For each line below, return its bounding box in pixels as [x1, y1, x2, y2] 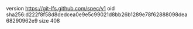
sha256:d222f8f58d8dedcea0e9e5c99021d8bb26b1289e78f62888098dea [6, 11, 188, 18]
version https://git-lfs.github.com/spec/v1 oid [6, 5, 115, 12]
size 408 [39, 17, 60, 24]
